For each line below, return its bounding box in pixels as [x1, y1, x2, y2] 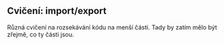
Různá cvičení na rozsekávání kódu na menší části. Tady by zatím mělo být [7, 23, 217, 31]
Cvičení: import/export [7, 5, 107, 17]
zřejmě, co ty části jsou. [7, 30, 74, 38]
